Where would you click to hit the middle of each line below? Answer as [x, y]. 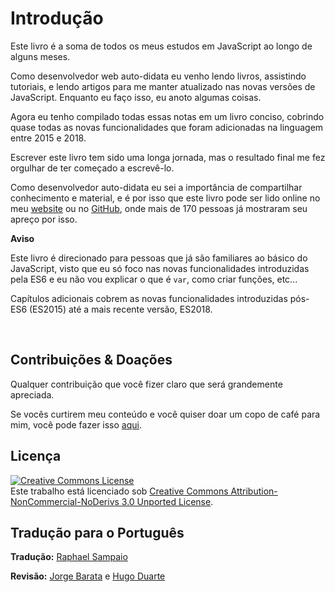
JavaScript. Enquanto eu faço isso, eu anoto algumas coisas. [136, 97]
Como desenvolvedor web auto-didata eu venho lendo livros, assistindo [158, 76]
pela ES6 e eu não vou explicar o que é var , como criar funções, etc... [154, 279]
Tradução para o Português [97, 532]
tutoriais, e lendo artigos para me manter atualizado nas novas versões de [163, 86]
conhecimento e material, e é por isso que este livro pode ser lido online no [165, 198]
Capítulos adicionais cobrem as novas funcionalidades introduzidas [149, 298]
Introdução [57, 18]
